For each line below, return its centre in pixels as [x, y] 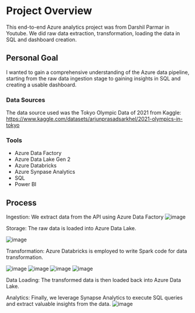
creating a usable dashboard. [42, 85]
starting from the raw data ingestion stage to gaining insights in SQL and [93, 78]
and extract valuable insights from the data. [59, 304]
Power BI [25, 184]
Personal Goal [32, 58]
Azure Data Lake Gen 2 [42, 159]
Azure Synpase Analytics [45, 172]
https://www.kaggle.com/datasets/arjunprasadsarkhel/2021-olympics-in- [95, 119]
